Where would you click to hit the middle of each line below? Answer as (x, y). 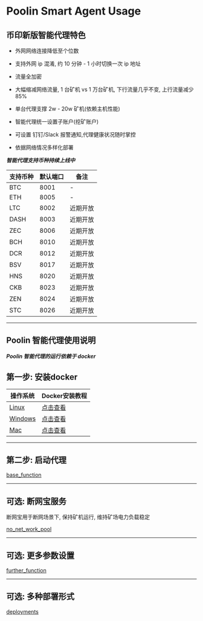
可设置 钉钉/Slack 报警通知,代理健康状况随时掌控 (75, 134)
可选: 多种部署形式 (40, 596)
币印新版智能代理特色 (46, 35)
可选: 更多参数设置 (40, 555)
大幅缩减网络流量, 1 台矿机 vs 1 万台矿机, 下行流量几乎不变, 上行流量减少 (105, 89)
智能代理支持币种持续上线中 (41, 160)
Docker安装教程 (64, 395)
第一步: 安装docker (42, 377)
